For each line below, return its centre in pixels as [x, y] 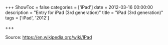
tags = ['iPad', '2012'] [27, 18]
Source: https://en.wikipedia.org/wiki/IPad [49, 37]
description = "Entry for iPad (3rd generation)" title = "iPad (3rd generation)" [84, 12]
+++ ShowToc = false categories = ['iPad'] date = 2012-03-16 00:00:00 [79, 7]
